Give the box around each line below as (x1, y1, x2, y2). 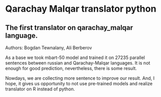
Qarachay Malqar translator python (5, 3, 156, 15)
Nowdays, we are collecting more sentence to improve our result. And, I (5, 75, 155, 81)
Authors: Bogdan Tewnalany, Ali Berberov (5, 45, 92, 51)
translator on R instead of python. (5, 86, 75, 92)
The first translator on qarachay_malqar (5, 23, 133, 32)
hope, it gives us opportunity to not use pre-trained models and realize (5, 81, 153, 86)
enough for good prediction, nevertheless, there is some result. (5, 66, 137, 71)
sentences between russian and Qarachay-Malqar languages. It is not (5, 60, 150, 66)
